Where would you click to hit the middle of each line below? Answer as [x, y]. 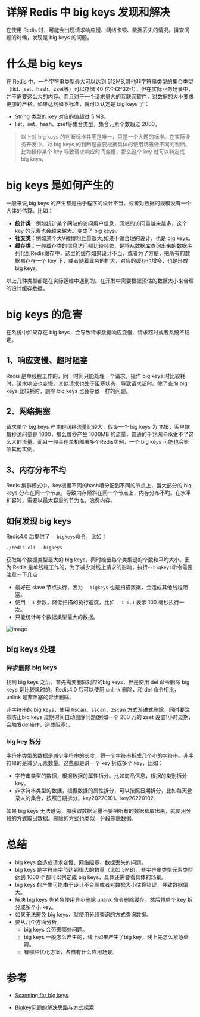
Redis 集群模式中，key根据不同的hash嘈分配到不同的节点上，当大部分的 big [99, 486]
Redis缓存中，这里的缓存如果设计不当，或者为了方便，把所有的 [108, 253]
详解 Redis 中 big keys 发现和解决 [88, 12]
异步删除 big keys [32, 668]
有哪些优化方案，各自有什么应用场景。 [71, 952]
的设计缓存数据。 [27, 288]
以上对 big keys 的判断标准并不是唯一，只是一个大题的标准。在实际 [103, 136]
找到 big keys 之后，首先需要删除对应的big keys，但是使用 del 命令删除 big [98, 682]
